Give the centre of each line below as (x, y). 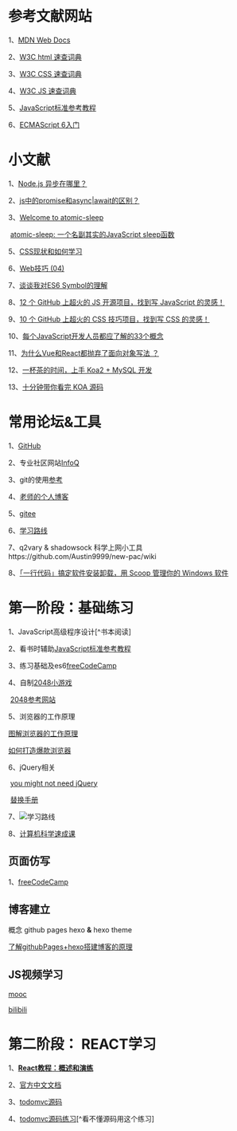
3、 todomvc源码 (35, 1102)
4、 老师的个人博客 (39, 496)
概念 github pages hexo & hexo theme (70, 930)
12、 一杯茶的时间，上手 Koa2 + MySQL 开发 (80, 370)
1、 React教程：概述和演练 (51, 1068)
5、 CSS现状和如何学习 (45, 251)
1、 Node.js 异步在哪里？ (48, 183)
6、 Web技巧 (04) (37, 268)
